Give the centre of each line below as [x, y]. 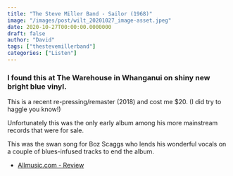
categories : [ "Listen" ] [42, 54]
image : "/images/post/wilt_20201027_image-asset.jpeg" [89, 20]
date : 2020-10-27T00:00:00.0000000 [59, 27]
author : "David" [31, 40]
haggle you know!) [34, 109]
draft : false [26, 33]
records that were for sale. [46, 130]
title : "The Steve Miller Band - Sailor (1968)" [80, 14]
